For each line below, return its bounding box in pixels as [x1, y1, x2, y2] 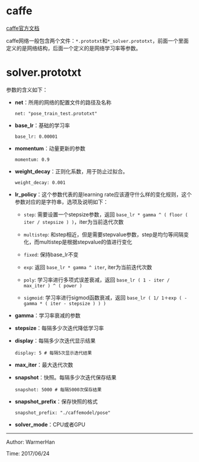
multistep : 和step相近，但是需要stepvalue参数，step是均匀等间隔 [23, 230, 184, 238]
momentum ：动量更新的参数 [14, 144, 86, 152]
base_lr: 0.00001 [14, 134, 58, 140]
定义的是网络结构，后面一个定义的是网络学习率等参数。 [6, 45, 141, 52]
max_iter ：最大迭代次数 [14, 361, 73, 368]
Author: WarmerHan [6, 438, 55, 445]
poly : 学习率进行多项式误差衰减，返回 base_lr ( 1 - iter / [23, 276, 170, 283]
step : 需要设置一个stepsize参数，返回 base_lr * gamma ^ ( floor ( [23, 211, 188, 218]
